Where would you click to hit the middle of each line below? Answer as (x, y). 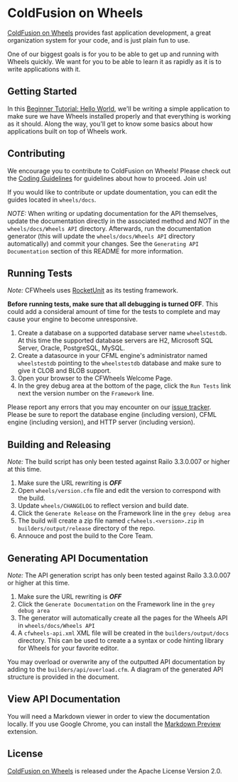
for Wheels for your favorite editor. (68, 648)
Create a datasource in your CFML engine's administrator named (112, 356)
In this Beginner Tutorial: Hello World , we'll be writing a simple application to (119, 109)
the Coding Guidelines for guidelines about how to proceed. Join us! (107, 178)
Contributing (36, 154)
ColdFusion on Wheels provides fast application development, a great (109, 33)
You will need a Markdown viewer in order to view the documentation (109, 716)
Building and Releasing (59, 444)
